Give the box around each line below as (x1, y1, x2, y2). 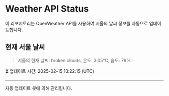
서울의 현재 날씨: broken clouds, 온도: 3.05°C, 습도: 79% (17, 57, 131, 63)
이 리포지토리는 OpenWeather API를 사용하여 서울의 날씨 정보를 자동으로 (5, 20, 148, 26)
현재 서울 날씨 (5, 43, 45, 52)
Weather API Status (5, 3, 89, 15)
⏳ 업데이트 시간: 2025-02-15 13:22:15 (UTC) (5, 68, 95, 74)
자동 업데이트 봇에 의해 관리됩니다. (5, 85, 72, 91)
